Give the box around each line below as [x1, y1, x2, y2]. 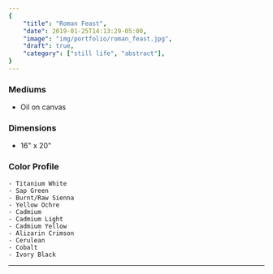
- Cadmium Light [8, 215, 63, 223]
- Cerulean [8, 236, 45, 244]
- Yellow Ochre [8, 200, 60, 209]
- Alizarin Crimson [8, 229, 75, 238]
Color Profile [8, 161, 59, 173]
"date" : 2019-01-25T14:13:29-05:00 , [23, 27, 148, 35]
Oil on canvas [19, 102, 67, 112]
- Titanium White [8, 179, 67, 187]
